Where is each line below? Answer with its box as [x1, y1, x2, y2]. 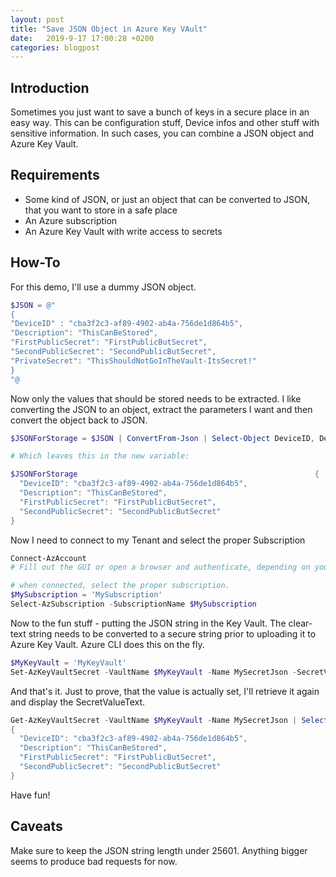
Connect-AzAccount [10, 553, 87, 563]
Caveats [10, 818, 63, 835]
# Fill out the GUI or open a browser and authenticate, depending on [10, 562, 311, 573]
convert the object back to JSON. [10, 414, 148, 426]
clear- [288, 617, 313, 629]
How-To [10, 254, 61, 271]
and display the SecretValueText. [10, 696, 146, 708]
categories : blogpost [10, 42, 101, 53]
